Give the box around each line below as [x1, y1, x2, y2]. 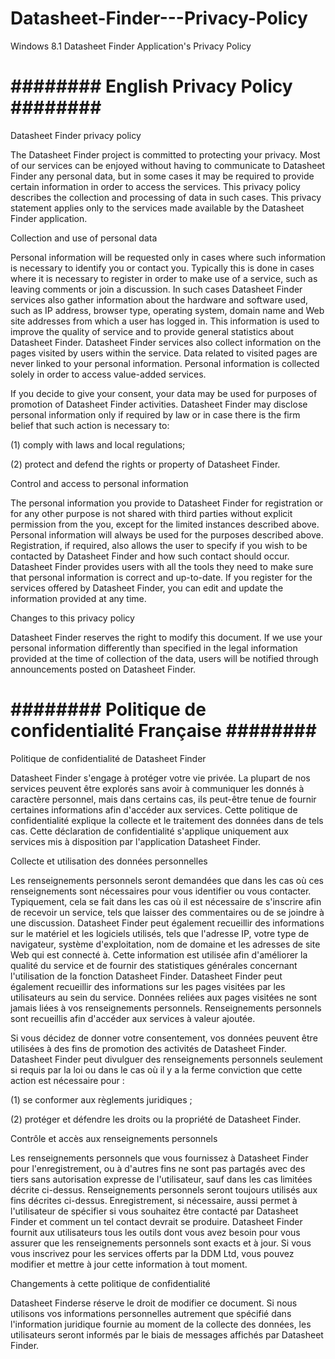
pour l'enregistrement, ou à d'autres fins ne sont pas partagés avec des [10, 1162, 306, 1174]
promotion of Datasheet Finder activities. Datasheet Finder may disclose [10, 398, 308, 410]
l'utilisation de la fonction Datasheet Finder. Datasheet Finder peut [10, 970, 283, 982]
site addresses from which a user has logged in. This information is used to [10, 315, 320, 327]
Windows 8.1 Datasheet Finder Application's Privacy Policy [10, 40, 252, 52]
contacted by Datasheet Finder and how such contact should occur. [10, 550, 290, 562]
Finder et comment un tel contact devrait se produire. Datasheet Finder [10, 1215, 303, 1227]
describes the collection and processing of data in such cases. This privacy [10, 191, 322, 203]
